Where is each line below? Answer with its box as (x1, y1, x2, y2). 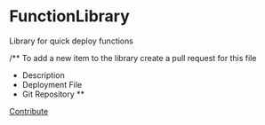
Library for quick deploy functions (9, 35, 133, 46)
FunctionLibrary (9, 6, 131, 27)
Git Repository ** (21, 89, 85, 99)
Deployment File (21, 79, 83, 90)
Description (21, 69, 65, 81)
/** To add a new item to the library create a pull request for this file (9, 52, 257, 63)
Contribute (9, 105, 49, 116)
